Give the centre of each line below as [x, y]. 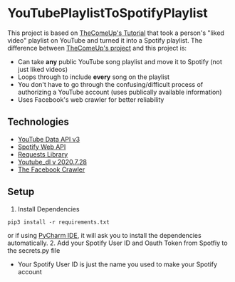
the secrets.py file [34, 250]
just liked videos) [43, 69]
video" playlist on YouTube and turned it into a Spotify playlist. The [105, 40]
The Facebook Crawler [51, 169]
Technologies [38, 122]
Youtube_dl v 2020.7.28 [52, 162]
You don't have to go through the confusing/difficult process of [110, 84]
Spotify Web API [42, 147]
